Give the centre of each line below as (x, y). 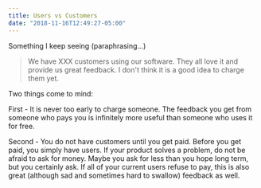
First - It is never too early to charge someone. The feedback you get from (130, 109)
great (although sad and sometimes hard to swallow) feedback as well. (124, 175)
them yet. (43, 78)
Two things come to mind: (51, 93)
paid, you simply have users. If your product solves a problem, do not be (127, 150)
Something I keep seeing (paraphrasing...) (77, 45)
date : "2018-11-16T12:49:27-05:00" (67, 23)
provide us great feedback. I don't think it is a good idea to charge (136, 69)
